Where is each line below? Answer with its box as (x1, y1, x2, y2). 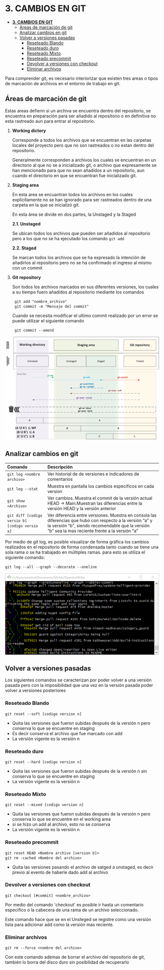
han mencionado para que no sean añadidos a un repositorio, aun (12, 167, 145, 173)
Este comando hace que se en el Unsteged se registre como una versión (5, 916, 151, 922)
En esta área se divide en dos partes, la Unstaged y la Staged (12, 211, 136, 217)
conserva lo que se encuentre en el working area (12, 816, 111, 822)
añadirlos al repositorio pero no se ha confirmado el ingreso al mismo (12, 260, 152, 266)
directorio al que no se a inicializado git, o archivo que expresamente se (12, 162, 157, 168)
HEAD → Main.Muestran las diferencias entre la (47, 500, 143, 506)
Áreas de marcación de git (5, 95, 87, 103)
